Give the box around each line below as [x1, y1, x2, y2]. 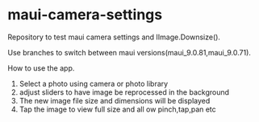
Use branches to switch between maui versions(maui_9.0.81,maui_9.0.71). [7, 47, 252, 57]
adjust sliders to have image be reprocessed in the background [19, 87, 230, 97]
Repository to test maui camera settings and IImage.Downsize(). [7, 32, 221, 42]
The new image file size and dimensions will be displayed [19, 96, 211, 105]
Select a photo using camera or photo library [19, 79, 169, 88]
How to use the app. [7, 63, 75, 73]
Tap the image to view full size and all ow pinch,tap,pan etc [19, 104, 217, 114]
